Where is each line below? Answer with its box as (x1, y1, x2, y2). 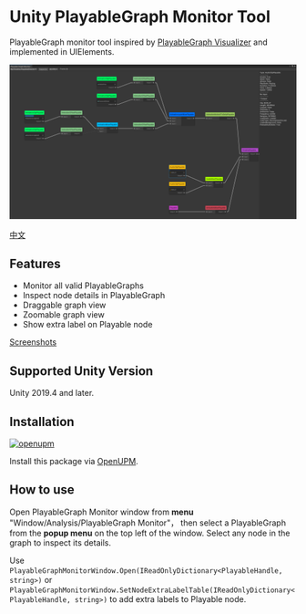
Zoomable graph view (22, 309, 105, 320)
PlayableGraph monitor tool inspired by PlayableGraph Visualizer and (9, 36, 269, 47)
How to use (9, 482, 75, 498)
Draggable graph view (22, 299, 107, 311)
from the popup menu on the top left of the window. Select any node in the (9, 527, 291, 538)
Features (9, 256, 61, 272)
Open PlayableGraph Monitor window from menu (9, 506, 194, 517)
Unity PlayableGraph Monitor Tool (9, 6, 271, 27)
